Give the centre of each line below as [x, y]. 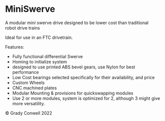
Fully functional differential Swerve [47, 56]
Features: [15, 47]
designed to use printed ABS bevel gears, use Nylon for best [74, 67]
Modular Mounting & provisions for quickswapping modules [73, 93]
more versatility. [29, 103]
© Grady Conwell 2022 [29, 113]
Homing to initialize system [40, 61]
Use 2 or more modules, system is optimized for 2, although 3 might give [86, 98]
